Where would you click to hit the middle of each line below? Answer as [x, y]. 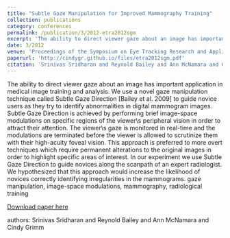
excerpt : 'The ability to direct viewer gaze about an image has [102, 39]
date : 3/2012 [26, 45]
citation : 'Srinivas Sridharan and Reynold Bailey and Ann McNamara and [113, 64]
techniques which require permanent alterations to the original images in [110, 150]
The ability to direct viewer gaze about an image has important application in [115, 84]
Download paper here [38, 206]
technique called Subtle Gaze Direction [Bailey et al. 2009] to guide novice [112, 98]
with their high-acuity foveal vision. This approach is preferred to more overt [115, 142]
